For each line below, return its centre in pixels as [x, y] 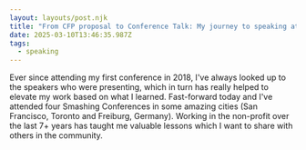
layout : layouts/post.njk [58, 18]
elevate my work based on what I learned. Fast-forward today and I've [141, 97]
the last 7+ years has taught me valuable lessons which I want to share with [151, 126]
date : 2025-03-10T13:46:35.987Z [71, 35]
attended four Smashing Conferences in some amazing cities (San [133, 106]
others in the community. [56, 135]
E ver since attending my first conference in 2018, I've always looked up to [148, 77]
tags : [20, 43]
